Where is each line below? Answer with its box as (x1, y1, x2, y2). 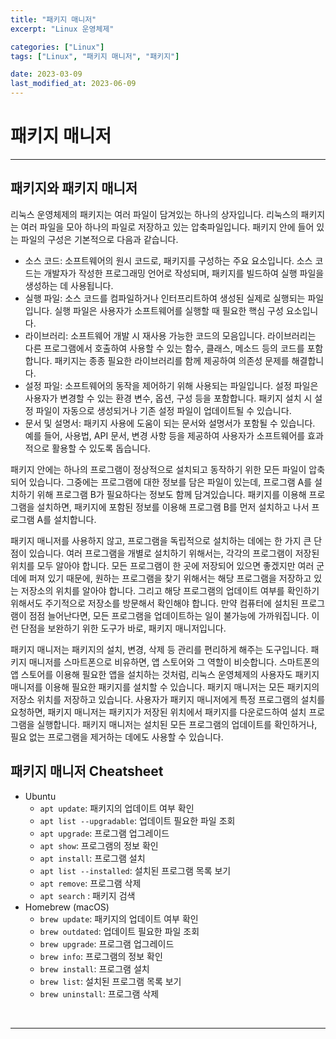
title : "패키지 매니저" (10, 14, 97, 25)
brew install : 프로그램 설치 (39, 962, 150, 975)
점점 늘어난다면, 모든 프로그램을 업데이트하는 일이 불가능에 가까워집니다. (28, 609, 310, 621)
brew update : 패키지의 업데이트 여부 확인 (39, 912, 199, 925)
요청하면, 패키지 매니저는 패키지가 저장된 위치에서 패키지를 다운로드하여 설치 (10, 706, 307, 718)
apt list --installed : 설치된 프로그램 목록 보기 (39, 864, 232, 876)
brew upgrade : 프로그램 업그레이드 (39, 937, 175, 950)
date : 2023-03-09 (10, 69, 83, 80)
